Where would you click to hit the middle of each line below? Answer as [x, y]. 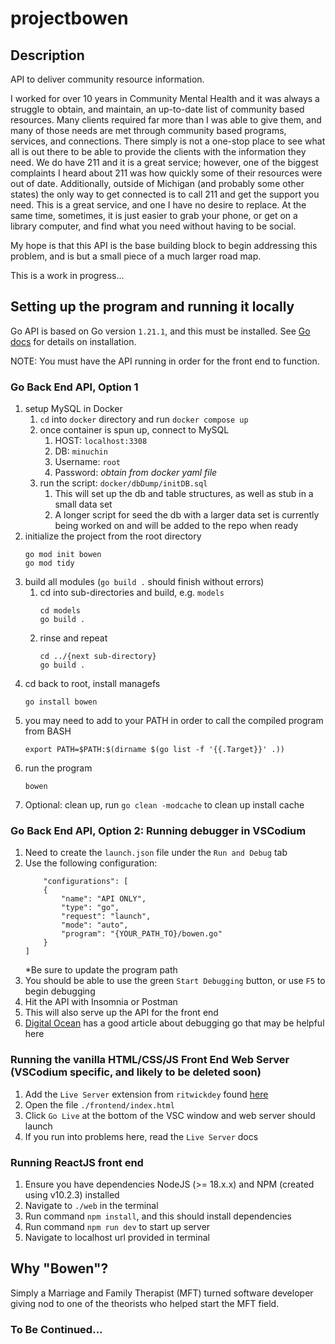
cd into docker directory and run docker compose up [144, 419]
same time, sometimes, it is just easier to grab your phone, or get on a [154, 215]
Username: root [88, 462]
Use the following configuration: [91, 863]
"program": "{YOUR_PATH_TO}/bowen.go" [142, 934]
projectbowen [69, 18]
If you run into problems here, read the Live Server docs [141, 1136]
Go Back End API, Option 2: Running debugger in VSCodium [158, 831]
